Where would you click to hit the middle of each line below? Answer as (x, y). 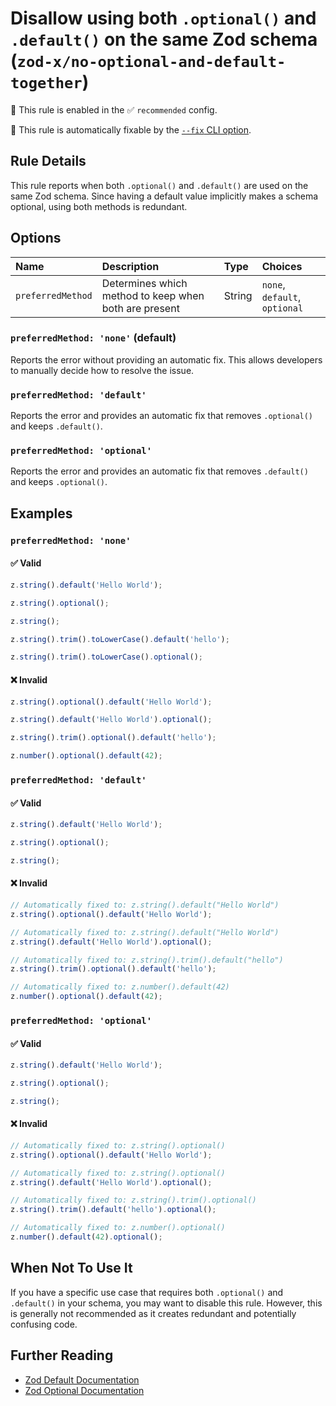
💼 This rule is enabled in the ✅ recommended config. (114, 109)
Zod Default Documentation (82, 1379)
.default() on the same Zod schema (164, 39)
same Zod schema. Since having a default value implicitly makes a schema (164, 196)
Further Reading (62, 1355)
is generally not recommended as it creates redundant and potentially (153, 1313)
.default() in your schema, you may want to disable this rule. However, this (166, 1303)
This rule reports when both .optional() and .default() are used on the (159, 185)
